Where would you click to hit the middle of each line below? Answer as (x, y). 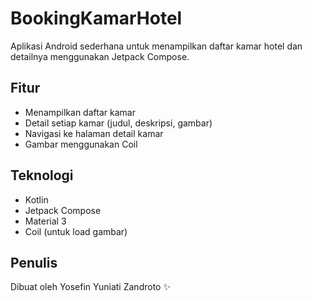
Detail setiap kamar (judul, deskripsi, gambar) (118, 123)
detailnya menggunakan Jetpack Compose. (100, 56)
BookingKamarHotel (96, 18)
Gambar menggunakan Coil (81, 144)
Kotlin (36, 199)
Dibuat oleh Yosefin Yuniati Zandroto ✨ (90, 287)
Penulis (34, 262)
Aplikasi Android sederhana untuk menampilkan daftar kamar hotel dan (156, 46)
